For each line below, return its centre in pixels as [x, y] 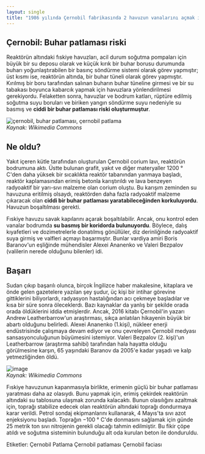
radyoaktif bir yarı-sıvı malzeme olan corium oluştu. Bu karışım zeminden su [102, 188]
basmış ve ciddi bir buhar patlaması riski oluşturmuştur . [78, 109]
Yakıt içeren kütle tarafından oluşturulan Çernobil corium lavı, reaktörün [96, 162]
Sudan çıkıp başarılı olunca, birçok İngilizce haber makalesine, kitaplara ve [100, 285]
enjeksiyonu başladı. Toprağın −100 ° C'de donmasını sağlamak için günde [100, 419]
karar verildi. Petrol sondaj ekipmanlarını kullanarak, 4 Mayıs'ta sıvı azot [96, 413]
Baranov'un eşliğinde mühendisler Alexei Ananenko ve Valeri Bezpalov [95, 245]
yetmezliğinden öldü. [33, 357]
